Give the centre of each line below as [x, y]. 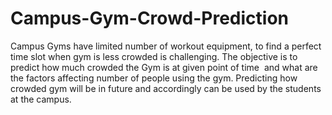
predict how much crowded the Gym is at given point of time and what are [164, 67]
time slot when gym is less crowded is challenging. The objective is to [154, 56]
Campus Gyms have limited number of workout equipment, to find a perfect [166, 46]
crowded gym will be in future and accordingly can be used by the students [166, 88]
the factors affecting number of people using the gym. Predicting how [154, 78]
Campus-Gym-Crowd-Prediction [149, 18]
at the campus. [41, 99]
